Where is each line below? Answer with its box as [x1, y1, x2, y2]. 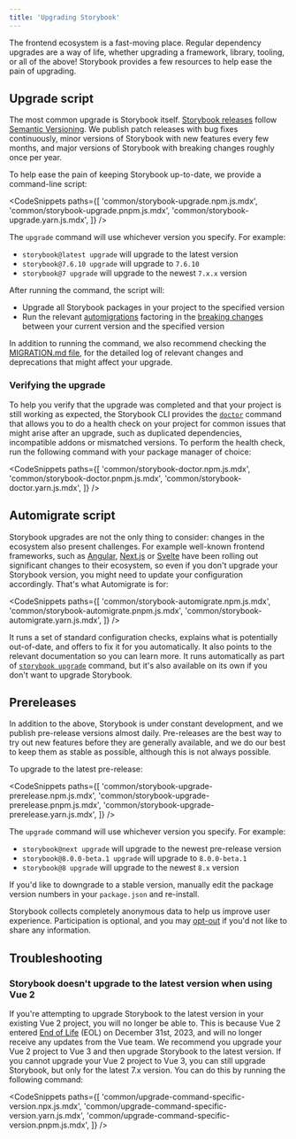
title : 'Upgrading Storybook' [9, 12, 121, 22]
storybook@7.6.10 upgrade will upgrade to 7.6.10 [21, 259, 201, 269]
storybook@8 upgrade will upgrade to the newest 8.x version [21, 863, 239, 873]
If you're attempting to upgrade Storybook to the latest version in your [9, 1009, 264, 1019]
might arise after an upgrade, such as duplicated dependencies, [9, 427, 243, 438]
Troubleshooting [9, 950, 103, 965]
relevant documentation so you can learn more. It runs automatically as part [9, 650, 285, 661]
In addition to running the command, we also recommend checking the [9, 338, 267, 349]
